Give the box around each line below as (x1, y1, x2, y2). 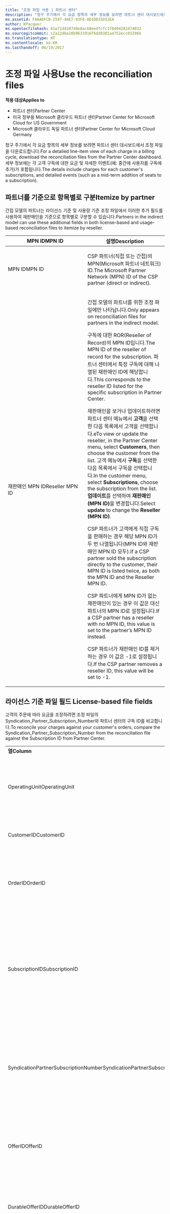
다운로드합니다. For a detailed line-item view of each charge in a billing (10, 148, 155, 154)
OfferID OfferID (8, 1143, 42, 1150)
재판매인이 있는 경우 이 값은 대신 (88, 600, 160, 607)
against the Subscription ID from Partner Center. (5, 735, 106, 741)
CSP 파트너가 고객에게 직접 (88, 525, 149, 532)
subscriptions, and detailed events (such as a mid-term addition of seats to (5, 172, 162, 178)
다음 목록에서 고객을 (93, 423, 139, 430)
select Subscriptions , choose (88, 479, 158, 486)
